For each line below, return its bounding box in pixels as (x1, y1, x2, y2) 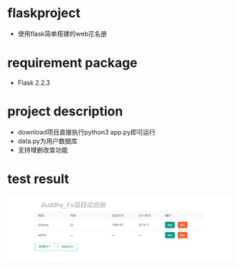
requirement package (7, 55, 138, 71)
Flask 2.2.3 (17, 78, 51, 87)
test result (7, 171, 69, 187)
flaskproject (7, 5, 81, 21)
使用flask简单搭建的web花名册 (17, 29, 108, 38)
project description (7, 103, 123, 120)
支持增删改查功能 (17, 145, 68, 154)
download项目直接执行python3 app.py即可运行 (17, 127, 156, 136)
